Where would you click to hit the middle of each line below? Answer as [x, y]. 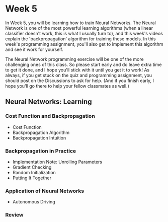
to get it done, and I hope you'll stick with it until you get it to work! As [77, 70]
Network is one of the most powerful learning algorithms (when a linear [79, 28]
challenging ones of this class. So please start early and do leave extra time [83, 64]
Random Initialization [34, 172]
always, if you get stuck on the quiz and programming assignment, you [79, 75]
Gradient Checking [32, 167]
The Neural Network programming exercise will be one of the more [75, 59]
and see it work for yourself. [34, 49]
